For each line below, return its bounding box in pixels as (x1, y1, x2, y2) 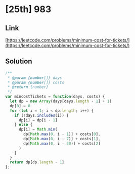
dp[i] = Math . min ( (18, 127, 58, 132)
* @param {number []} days (7, 75, 62, 80)
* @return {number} (7, 84, 49, 90)
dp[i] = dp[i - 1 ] (18, 117, 58, 122)
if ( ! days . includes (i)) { (14, 113, 69, 118)
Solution (5, 57, 32, 66)
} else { (14, 122, 33, 127)
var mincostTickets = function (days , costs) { (5, 94, 105, 99)
